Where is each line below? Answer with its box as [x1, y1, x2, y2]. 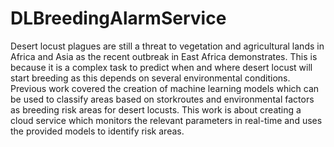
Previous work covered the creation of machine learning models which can [10, 82, 320, 94]
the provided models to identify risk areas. [10, 125, 185, 137]
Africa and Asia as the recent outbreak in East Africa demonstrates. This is [10, 50, 318, 62]
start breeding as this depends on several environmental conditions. [10, 72, 291, 84]
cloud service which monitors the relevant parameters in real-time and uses [10, 114, 323, 126]
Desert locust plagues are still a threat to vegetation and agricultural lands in [10, 40, 325, 52]
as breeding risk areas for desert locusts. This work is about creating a [10, 103, 302, 116]
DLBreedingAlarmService [10, 7, 227, 30]
